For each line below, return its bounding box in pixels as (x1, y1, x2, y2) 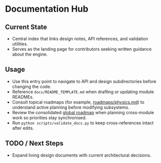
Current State (5, 23, 47, 31)
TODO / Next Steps (5, 139, 63, 147)
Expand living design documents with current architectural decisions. (12, 152, 151, 158)
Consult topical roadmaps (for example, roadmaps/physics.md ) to (12, 99, 145, 105)
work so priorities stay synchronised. (12, 115, 87, 121)
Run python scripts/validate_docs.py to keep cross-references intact (12, 120, 154, 125)
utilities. (12, 41, 28, 47)
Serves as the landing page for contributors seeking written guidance (12, 46, 152, 52)
